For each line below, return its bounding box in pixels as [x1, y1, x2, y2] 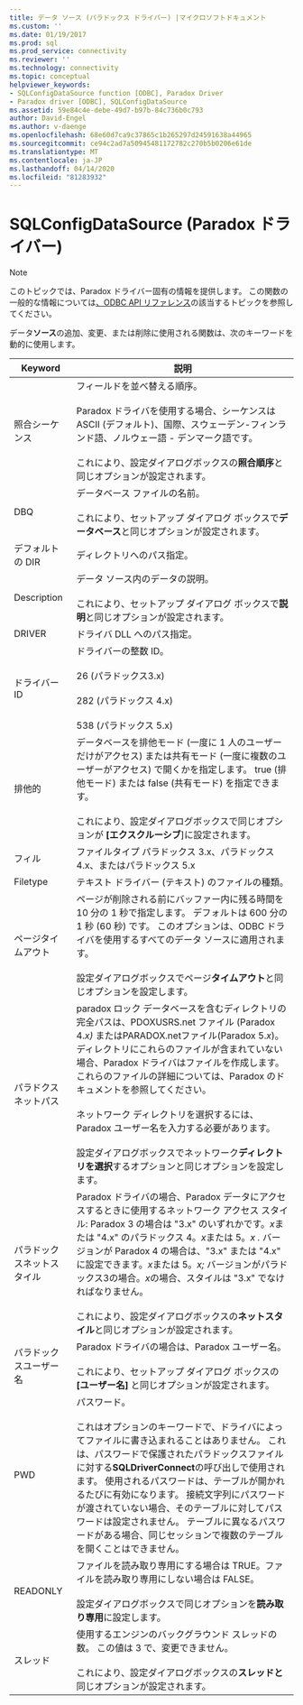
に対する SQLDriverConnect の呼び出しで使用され [76, 1461, 286, 1474]
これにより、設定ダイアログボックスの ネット [76, 1310, 266, 1323]
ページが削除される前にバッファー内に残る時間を [76, 893, 284, 906]
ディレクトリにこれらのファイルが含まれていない [76, 1043, 283, 1055]
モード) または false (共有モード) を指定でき [85, 777, 271, 789]
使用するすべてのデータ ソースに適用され [103, 934, 277, 946]
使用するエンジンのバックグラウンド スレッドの [76, 1628, 278, 1641]
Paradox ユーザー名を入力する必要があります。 [76, 1122, 276, 1135]
